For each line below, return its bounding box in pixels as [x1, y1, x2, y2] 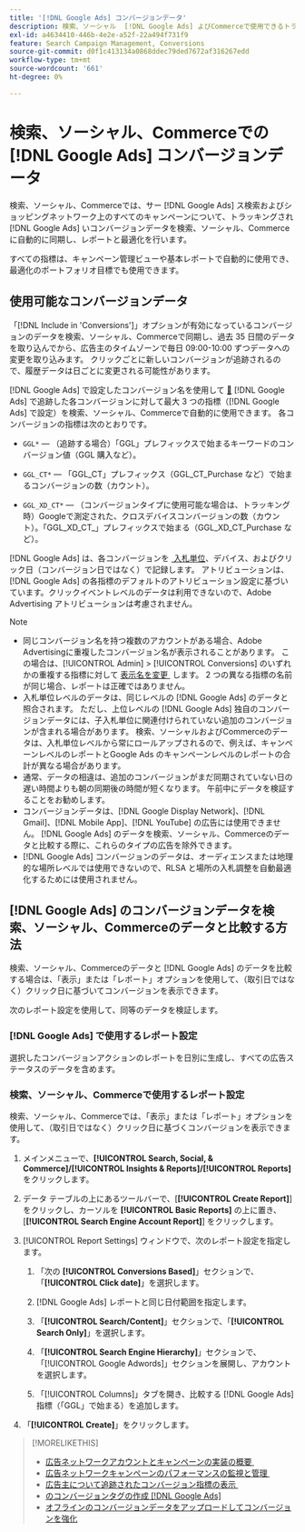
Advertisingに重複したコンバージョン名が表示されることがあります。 [22, 646, 280, 657]
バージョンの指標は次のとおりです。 [16, 418, 152, 429]
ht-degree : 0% [9, 73, 64, 82]
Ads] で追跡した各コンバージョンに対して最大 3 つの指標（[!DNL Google [9, 396, 280, 406]
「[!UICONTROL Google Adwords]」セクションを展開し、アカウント [35, 1357, 292, 1368]
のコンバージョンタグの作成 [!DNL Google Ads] [44, 1490, 221, 1501]
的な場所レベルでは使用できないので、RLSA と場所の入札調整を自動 [22, 862, 276, 873]
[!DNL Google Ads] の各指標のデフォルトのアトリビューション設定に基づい [9, 575, 289, 586]
